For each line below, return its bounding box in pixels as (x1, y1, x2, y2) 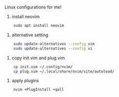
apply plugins (11, 78, 39, 84)
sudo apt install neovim (13, 23, 64, 28)
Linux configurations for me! (4, 4, 62, 10)
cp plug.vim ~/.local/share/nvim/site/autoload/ (13, 69, 115, 74)
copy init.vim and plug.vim (11, 55, 65, 61)
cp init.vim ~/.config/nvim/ (13, 64, 73, 69)
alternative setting (11, 32, 48, 38)
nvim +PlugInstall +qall (13, 87, 64, 92)
